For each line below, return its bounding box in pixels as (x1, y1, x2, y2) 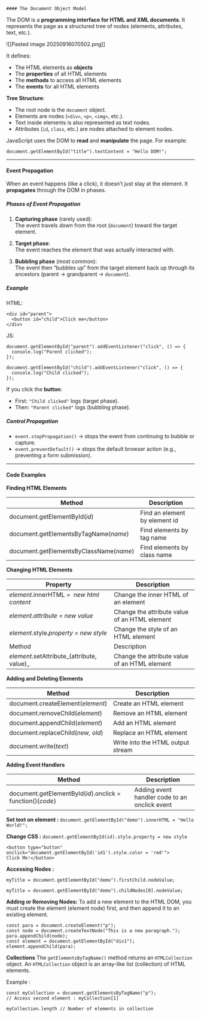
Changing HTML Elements (6, 566, 73, 573)
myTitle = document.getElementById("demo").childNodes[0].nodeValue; (6, 888, 184, 894)
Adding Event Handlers (6, 761, 65, 768)
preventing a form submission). (14, 452, 92, 459)
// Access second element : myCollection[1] (6, 995, 119, 1002)
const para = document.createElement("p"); (6, 923, 117, 929)
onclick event (134, 801, 172, 809)
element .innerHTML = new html (9, 591, 100, 599)
